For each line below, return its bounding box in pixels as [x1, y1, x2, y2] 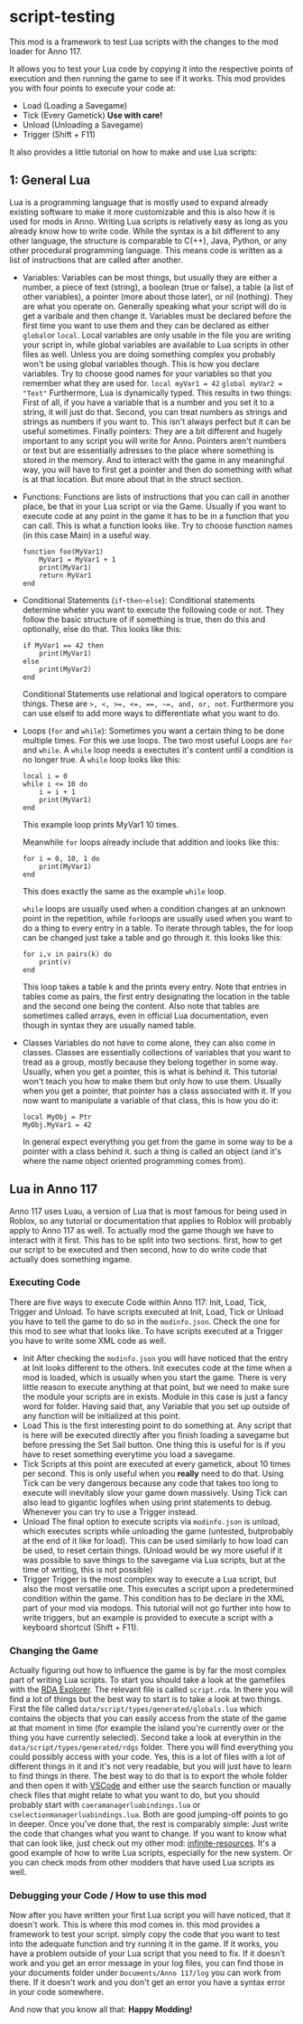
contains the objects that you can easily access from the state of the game [9, 1713, 287, 1724]
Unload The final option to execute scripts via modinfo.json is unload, [22, 1516, 280, 1527]
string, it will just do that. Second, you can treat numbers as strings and [22, 406, 288, 417]
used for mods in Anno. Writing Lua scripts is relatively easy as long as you [9, 215, 289, 227]
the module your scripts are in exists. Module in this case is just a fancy [22, 1391, 289, 1402]
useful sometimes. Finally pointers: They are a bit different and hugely [22, 425, 282, 436]
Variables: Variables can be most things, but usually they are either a [22, 271, 278, 282]
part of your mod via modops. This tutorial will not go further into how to [22, 1603, 291, 1613]
